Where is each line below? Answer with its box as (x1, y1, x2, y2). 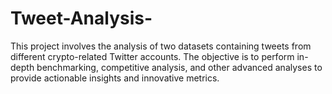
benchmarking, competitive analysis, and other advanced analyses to (36, 61, 323, 73)
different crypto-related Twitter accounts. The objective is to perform (10, 50, 295, 62)
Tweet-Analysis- (10, 7, 153, 30)
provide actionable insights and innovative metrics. (10, 72, 220, 84)
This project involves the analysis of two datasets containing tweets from (10, 40, 312, 52)
